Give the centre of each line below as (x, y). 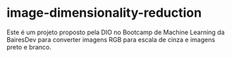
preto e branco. (29, 47)
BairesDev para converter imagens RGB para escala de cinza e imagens (111, 39)
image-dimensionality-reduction (104, 13)
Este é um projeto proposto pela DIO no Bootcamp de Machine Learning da (116, 32)
